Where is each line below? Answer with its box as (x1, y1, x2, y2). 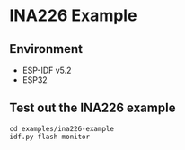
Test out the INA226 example (9, 101, 176, 116)
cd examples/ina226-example (9, 124, 115, 133)
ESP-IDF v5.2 (22, 65, 72, 75)
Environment (9, 41, 84, 57)
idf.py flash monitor (9, 132, 91, 141)
